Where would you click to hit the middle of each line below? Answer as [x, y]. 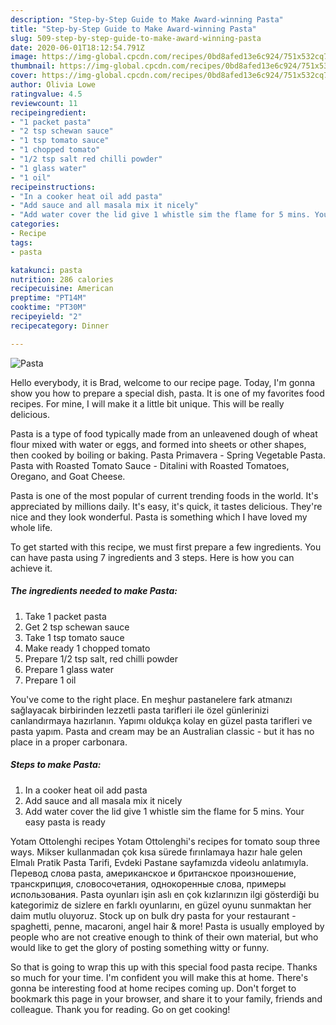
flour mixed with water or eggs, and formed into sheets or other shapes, [158, 444]
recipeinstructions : [53, 187]
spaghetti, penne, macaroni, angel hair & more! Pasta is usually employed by [167, 926]
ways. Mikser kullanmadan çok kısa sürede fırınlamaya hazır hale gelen [156, 852]
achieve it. [31, 568]
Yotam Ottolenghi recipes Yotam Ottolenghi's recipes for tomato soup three [165, 841]
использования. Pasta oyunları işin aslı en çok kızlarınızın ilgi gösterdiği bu [165, 894]
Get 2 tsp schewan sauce [77, 627]
